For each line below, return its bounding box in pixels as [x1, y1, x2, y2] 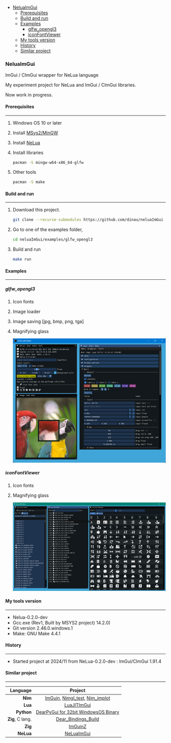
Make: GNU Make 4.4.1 [12, 630, 61, 636]
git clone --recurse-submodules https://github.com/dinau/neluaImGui [12, 217, 164, 223]
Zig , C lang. [7, 716, 32, 722]
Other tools [12, 169, 37, 175]
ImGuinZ [68, 723, 87, 729]
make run [12, 257, 32, 262]
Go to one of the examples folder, [12, 227, 83, 233]
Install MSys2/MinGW [12, 130, 59, 136]
